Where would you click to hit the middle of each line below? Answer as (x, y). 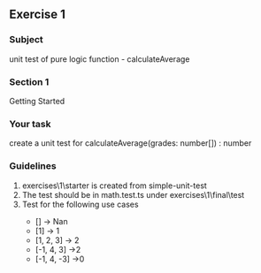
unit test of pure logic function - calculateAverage (100, 59)
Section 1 (29, 81)
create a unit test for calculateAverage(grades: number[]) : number (130, 143)
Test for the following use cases (80, 204)
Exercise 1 (38, 15)
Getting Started (37, 101)
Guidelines (33, 166)
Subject (27, 40)
